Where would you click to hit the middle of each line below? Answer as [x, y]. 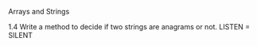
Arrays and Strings [39, 11]
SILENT [21, 35]
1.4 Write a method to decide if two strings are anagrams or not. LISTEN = [129, 27]
